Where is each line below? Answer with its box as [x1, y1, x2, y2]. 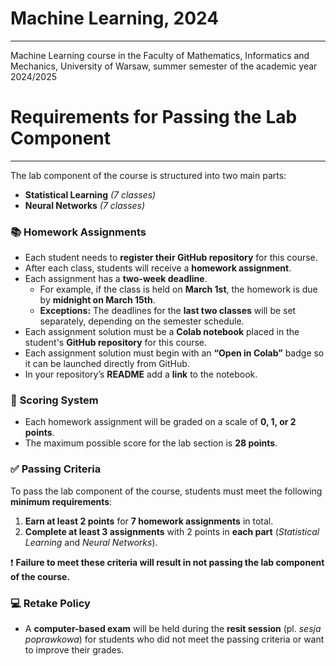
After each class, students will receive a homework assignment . [24, 262, 292, 274]
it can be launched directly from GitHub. [24, 358, 190, 370]
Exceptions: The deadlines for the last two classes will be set [39, 305, 297, 317]
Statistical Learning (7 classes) [24, 188, 157, 201]
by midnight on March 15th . [39, 294, 156, 306]
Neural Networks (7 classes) [24, 199, 146, 211]
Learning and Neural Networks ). [24, 536, 158, 548]
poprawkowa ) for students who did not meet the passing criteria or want [24, 633, 325, 646]
